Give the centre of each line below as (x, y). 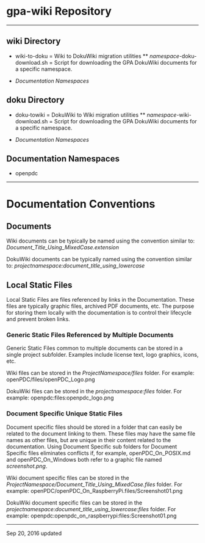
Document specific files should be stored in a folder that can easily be (94, 427)
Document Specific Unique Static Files (65, 414)
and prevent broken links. (38, 319)
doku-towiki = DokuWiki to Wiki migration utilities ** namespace (96, 115)
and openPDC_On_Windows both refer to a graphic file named (84, 459)
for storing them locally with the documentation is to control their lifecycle (99, 313)
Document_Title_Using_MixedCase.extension (63, 247)
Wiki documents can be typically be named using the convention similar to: (101, 241)
